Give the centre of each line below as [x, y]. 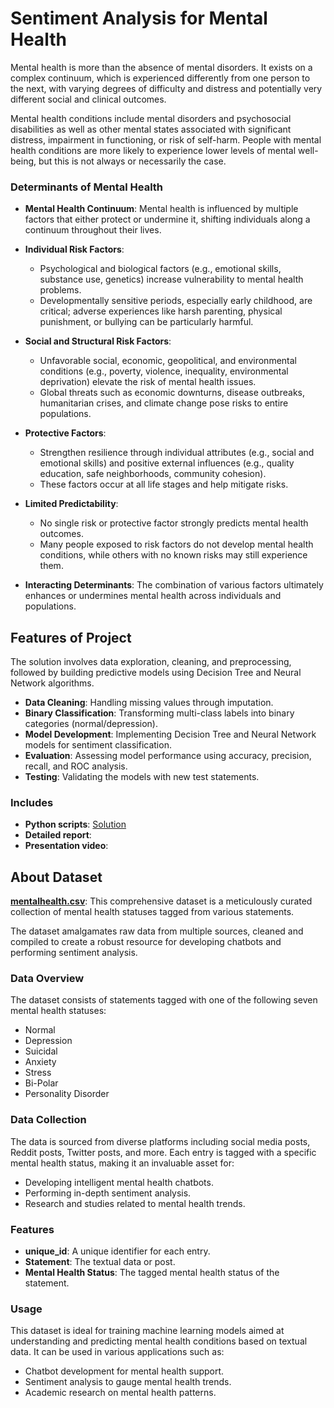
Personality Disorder [67, 1094]
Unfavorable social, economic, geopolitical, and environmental [168, 361]
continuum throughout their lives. [93, 230]
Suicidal [41, 1051]
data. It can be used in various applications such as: [117, 1352]
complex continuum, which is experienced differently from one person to [160, 78]
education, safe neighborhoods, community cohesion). [153, 474]
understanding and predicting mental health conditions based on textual [159, 1341]
